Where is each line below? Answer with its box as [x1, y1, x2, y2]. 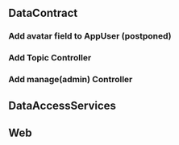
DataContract [8, 6, 78, 20]
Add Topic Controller [8, 52, 92, 64]
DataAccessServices [8, 98, 117, 112]
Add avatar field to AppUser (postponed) [8, 31, 172, 42]
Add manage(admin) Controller [8, 74, 133, 85]
